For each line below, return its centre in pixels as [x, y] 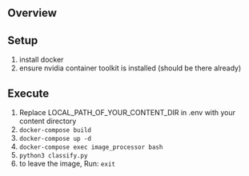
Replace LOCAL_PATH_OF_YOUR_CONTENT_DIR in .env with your [127, 113]
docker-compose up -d [55, 139]
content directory [48, 121]
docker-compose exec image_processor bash [91, 147]
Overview [32, 13]
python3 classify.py [53, 156]
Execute [28, 93]
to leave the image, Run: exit [67, 164]
